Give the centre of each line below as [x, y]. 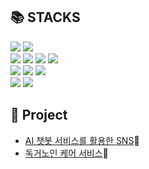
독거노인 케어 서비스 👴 [66, 153]
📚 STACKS [45, 17]
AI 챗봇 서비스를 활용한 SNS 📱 [82, 140]
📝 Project [39, 115]
